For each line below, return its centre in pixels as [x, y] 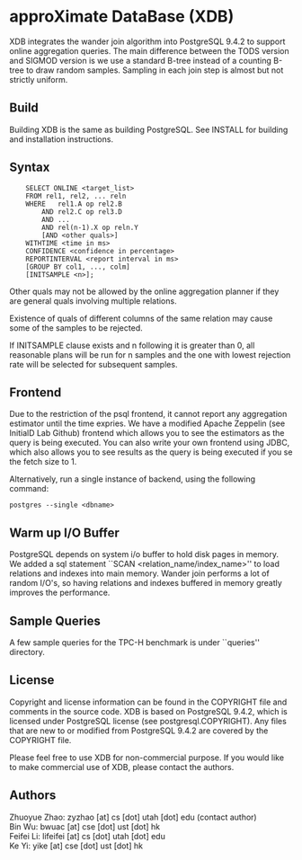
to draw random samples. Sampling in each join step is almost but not [155, 70]
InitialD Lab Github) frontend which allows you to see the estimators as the [147, 433]
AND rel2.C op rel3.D [82, 212]
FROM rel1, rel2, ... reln [76, 196]
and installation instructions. [62, 139]
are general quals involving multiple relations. [93, 301]
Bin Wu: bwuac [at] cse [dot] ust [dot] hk [84, 826]
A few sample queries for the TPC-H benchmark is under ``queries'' [135, 643]
